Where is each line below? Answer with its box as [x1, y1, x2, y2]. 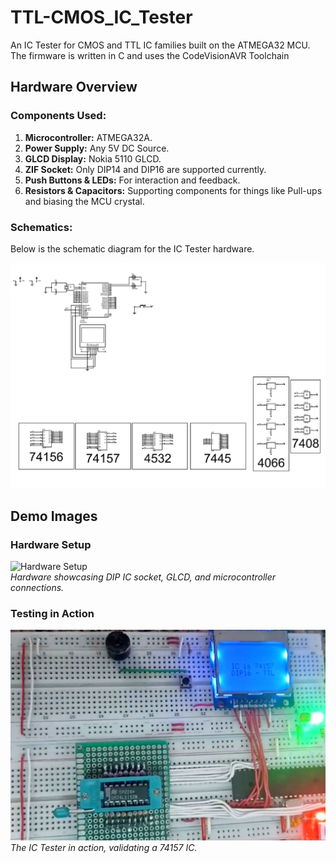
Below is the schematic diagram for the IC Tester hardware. [10, 242, 255, 255]
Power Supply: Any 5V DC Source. [24, 142, 170, 154]
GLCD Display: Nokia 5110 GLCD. [24, 152, 162, 165]
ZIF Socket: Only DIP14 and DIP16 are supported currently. [24, 163, 267, 175]
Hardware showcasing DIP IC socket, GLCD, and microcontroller [10, 571, 277, 583]
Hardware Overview [10, 79, 138, 96]
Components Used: [10, 109, 107, 123]
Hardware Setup [10, 537, 92, 551]
